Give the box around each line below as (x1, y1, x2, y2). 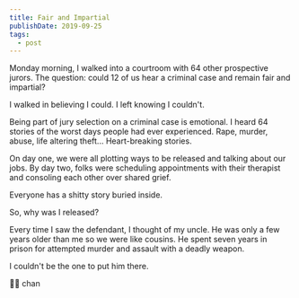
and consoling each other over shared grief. (9, 172, 171, 183)
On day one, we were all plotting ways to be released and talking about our (9, 153, 286, 164)
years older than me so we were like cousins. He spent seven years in (9, 234, 268, 245)
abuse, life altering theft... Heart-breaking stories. (9, 136, 192, 146)
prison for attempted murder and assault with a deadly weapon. (9, 243, 245, 254)
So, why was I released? (9, 207, 100, 218)
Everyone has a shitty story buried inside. (9, 189, 163, 200)
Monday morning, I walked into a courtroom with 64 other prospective (9, 63, 269, 74)
